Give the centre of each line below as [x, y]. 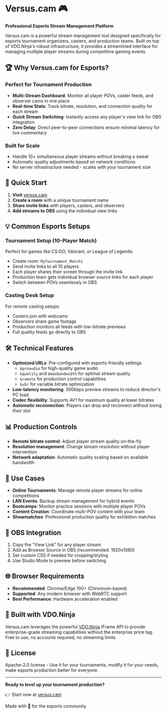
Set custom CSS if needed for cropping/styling [60, 555]
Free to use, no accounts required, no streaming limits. [61, 637]
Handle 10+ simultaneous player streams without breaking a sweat [80, 156]
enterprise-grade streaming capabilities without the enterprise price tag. [79, 632]
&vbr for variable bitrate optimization [57, 384]
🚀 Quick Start [26, 183]
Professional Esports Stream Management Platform [59, 26]
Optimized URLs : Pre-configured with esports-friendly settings [77, 363]
